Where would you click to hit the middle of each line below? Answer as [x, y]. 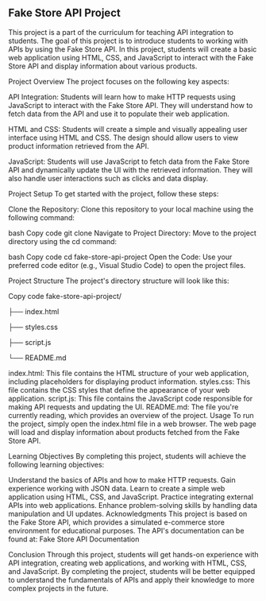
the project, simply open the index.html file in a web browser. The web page [132, 424]
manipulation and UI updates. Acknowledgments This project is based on [128, 514]
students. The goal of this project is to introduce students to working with [128, 41]
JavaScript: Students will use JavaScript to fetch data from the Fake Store [129, 161]
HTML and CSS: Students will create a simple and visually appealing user [128, 129]
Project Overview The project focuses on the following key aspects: [119, 81]
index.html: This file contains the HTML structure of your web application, [129, 373]
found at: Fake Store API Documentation [74, 539]
